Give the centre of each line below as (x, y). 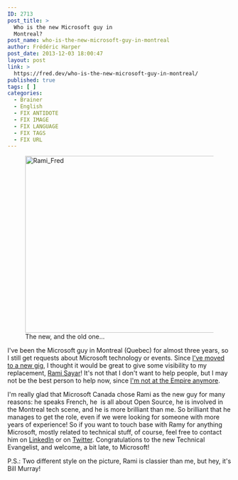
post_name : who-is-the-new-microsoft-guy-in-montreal (89, 41)
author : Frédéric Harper (44, 47)
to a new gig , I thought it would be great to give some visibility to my (107, 366)
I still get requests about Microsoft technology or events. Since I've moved (116, 358)
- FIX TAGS (30, 133)
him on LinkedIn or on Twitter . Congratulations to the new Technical (106, 440)
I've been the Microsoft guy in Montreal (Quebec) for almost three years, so (118, 351)
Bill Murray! (24, 469)
